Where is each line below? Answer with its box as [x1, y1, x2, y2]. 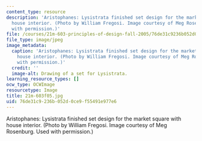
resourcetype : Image [6, 87, 58, 93]
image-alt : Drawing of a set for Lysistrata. [11, 70, 128, 77]
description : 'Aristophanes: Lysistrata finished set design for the [6, 14, 185, 20]
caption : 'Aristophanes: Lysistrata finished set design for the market [11, 48, 198, 54]
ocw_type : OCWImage [6, 82, 55, 88]
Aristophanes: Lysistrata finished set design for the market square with [6, 115, 182, 122]
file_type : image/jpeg [6, 37, 63, 43]
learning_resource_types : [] [6, 76, 79, 82]
